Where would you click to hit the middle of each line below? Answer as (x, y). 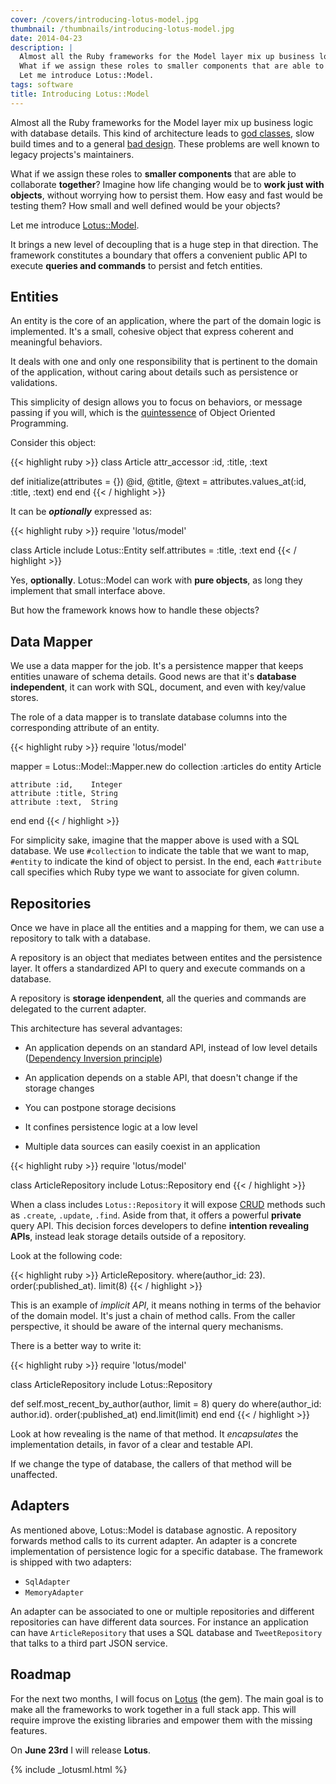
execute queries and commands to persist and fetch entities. (136, 265)
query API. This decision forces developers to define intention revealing (160, 1226)
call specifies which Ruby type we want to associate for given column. (155, 872)
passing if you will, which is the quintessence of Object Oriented (143, 413)
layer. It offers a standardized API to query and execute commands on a (158, 968)
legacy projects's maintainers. (72, 154)
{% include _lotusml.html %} (69, 1769)
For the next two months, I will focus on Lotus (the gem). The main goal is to (167, 1698)
